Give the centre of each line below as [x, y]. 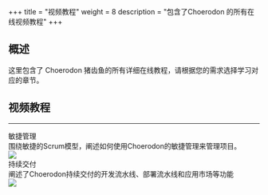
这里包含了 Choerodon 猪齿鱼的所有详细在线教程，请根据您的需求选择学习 [130, 70]
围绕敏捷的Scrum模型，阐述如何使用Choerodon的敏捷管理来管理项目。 [125, 145]
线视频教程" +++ [35, 22]
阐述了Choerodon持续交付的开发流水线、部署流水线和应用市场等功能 [121, 173]
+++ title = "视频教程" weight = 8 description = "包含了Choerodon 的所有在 [132, 12]
